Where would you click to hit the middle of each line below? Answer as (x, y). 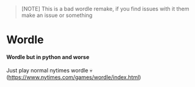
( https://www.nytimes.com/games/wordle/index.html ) (74, 77)
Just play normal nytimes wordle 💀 (50, 71)
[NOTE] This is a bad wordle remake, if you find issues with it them (105, 9)
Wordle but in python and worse (48, 57)
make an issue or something (57, 15)
